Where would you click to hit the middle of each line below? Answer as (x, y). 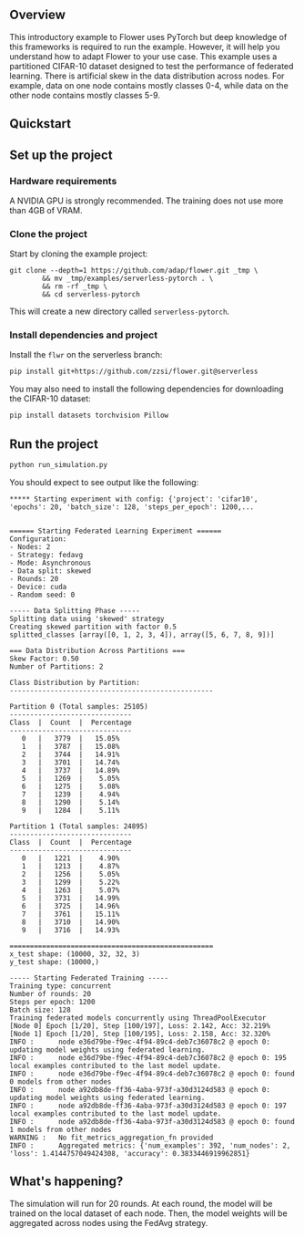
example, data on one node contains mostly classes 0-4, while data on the (149, 85)
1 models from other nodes (61, 1129)
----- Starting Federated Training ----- (89, 978)
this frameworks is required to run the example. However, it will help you (145, 47)
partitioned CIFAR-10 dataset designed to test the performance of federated (152, 66)
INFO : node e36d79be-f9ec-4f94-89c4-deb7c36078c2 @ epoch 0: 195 (148, 1057)
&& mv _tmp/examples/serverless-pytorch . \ (128, 279)
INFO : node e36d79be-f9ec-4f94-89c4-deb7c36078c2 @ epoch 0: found (152, 1074)
